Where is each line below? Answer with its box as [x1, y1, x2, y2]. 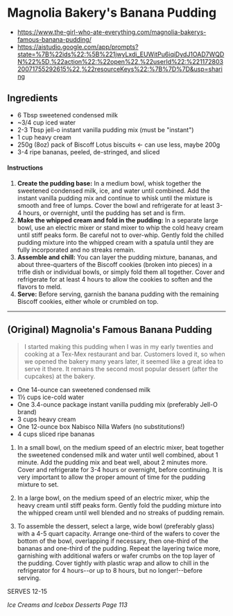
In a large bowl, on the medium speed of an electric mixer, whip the [17, 494, 210, 502]
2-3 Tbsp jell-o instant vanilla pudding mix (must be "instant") [17, 125, 194, 133]
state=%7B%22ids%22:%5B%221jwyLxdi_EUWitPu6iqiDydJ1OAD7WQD [17, 50, 225, 58]
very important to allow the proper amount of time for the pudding [17, 473, 206, 481]
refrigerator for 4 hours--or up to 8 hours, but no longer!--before [17, 566, 203, 574]
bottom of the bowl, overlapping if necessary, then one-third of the [17, 537, 209, 545]
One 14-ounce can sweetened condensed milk [17, 385, 151, 394]
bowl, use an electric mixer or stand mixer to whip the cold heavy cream [17, 223, 224, 232]
